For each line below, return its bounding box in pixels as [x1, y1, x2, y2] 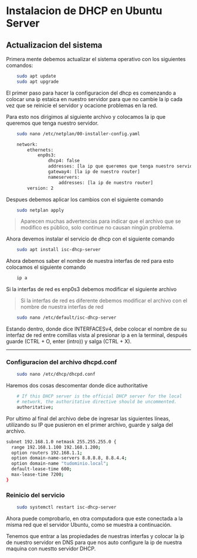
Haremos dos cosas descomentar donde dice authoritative [6, 382, 148, 389]
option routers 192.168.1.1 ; [11, 450, 83, 456]
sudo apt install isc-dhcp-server [16, 247, 101, 253]
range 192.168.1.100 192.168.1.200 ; [11, 444, 101, 450]
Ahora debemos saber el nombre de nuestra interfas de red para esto [6, 258, 174, 265]
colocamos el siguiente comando [6, 263, 86, 271]
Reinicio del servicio [6, 491, 65, 499]
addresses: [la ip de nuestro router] [58, 179, 154, 186]
